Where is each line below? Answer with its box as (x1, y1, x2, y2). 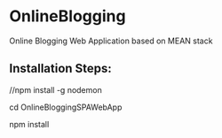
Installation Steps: (9, 61, 113, 76)
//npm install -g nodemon (9, 84, 102, 95)
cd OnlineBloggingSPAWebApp (9, 102, 123, 112)
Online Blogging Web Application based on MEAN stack (9, 35, 213, 46)
